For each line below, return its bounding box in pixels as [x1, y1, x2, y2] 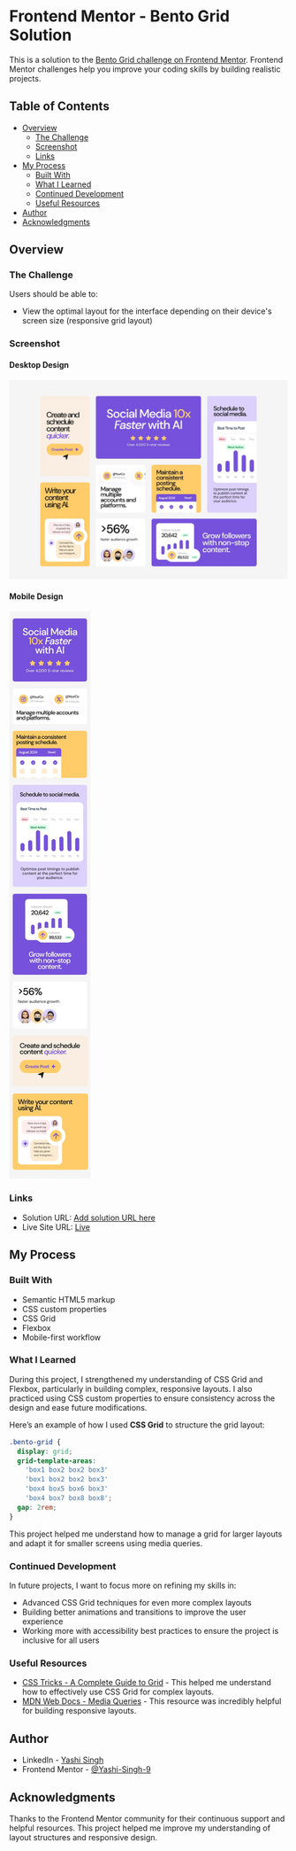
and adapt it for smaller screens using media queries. [9, 1537, 203, 1548]
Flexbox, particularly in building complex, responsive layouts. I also [9, 1383, 253, 1394]
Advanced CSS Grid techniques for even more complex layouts [21, 1598, 252, 1607]
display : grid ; [17, 1447, 73, 1456]
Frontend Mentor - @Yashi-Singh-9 [21, 1764, 152, 1775]
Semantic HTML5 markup [21, 1294, 116, 1304]
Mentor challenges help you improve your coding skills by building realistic [9, 64, 281, 74]
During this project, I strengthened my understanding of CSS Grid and [9, 1373, 263, 1384]
